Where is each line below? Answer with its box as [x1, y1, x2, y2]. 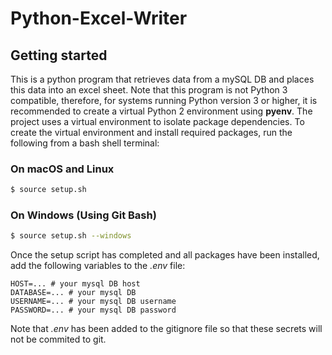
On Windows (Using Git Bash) [10, 208, 157, 222]
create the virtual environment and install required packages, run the [10, 127, 293, 138]
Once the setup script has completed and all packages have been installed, [10, 249, 320, 261]
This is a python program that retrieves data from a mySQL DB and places [10, 73, 315, 85]
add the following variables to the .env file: [10, 260, 186, 272]
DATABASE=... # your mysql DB [10, 288, 137, 298]
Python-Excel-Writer [10, 7, 188, 30]
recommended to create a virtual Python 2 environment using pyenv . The [10, 105, 313, 117]
